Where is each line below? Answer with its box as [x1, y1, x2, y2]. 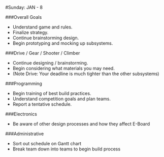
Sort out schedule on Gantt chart [12, 141, 82, 146]
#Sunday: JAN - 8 [5, 5, 43, 10]
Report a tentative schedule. [12, 101, 72, 107]
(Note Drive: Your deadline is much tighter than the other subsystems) [12, 71, 159, 77]
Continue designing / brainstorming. [12, 60, 88, 66]
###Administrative [5, 131, 44, 137]
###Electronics [5, 111, 37, 117]
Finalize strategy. [12, 29, 49, 35]
